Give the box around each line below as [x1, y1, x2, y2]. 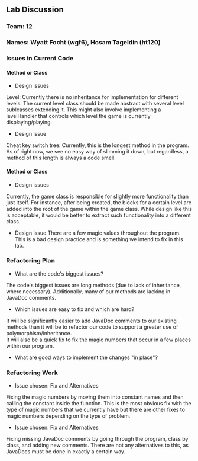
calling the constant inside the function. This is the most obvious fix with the [6, 400, 191, 407]
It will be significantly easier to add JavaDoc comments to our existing [6, 317, 177, 324]
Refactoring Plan [6, 257, 55, 265]
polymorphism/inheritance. [6, 329, 72, 337]
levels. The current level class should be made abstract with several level [6, 100, 184, 107]
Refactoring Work [6, 369, 58, 377]
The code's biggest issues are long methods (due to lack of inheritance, [6, 281, 181, 289]
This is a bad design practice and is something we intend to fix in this [14, 235, 183, 242]
